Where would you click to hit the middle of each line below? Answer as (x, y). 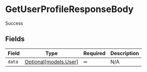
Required (94, 53)
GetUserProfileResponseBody (69, 9)
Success (14, 23)
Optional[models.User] (52, 61)
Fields (15, 39)
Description (125, 53)
